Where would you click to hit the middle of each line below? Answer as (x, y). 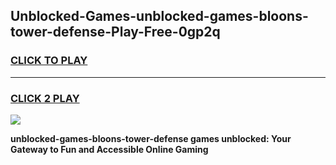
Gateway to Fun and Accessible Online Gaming (109, 149)
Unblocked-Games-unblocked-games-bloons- (159, 16)
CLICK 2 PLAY (45, 98)
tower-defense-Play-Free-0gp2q (115, 32)
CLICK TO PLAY (49, 61)
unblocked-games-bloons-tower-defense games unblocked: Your (151, 138)
